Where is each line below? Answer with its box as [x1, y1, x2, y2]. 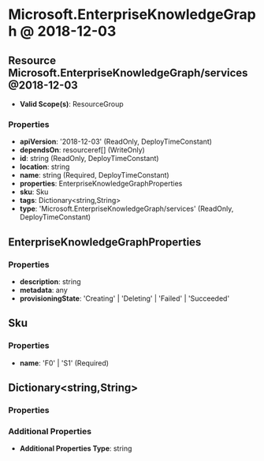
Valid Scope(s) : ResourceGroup [19, 99, 124, 108]
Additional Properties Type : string [19, 444, 132, 453]
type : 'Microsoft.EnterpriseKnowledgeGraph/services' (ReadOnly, [19, 204, 234, 214]
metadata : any [19, 285, 69, 294]
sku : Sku [19, 187, 49, 197]
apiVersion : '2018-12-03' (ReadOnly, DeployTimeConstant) [19, 137, 213, 147]
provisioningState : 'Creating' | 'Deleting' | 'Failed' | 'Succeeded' [19, 294, 230, 303]
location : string [19, 162, 70, 171]
